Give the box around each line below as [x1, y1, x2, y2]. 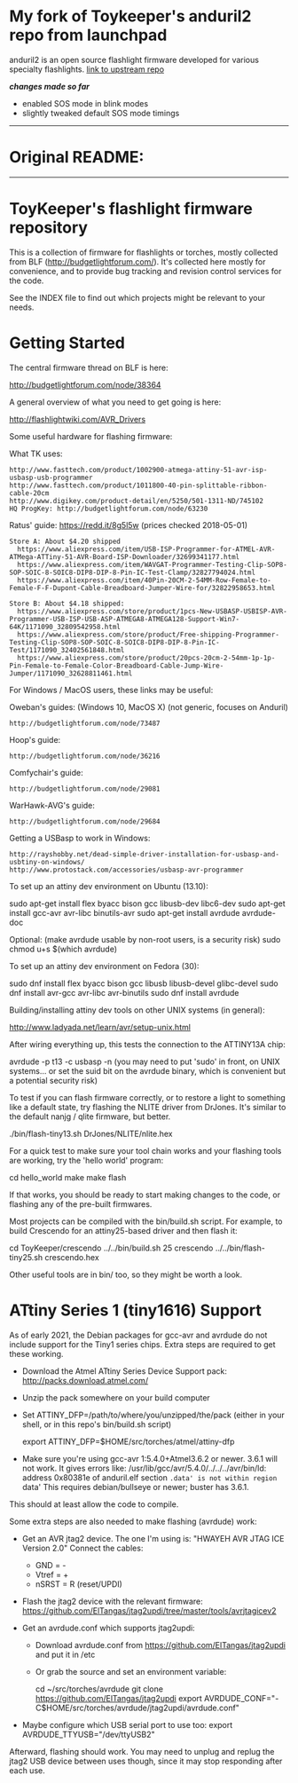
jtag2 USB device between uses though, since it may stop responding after [9, 1755, 283, 1766]
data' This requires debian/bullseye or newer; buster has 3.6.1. [21, 1481, 250, 1492]
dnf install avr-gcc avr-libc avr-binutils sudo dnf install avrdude [9, 987, 239, 998]
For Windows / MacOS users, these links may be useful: [9, 684, 214, 695]
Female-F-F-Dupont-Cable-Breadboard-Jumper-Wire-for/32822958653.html [9, 583, 276, 592]
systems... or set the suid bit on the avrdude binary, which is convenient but [9, 1065, 286, 1076]
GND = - [35, 1559, 67, 1570]
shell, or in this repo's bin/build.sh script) [21, 1418, 172, 1430]
